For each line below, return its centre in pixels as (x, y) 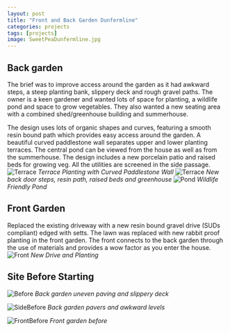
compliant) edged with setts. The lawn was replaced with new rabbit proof (114, 232)
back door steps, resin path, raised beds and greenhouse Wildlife (113, 179)
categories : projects (39, 26)
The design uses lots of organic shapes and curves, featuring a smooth (109, 127)
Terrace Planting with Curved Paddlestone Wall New (129, 172)
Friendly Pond (27, 187)
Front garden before (79, 320)
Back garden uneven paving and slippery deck (101, 294)
